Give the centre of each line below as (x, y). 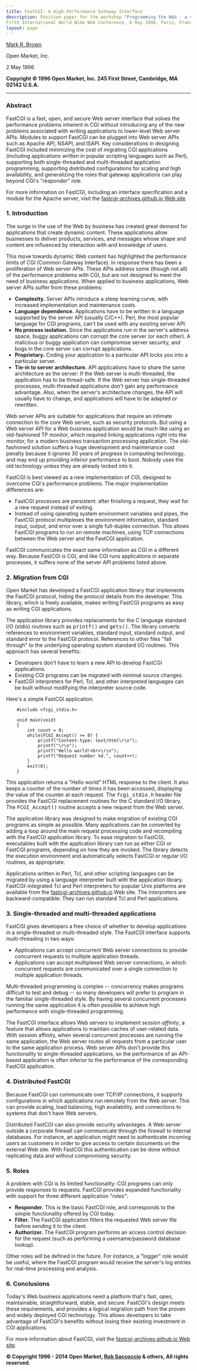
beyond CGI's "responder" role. (44, 181)
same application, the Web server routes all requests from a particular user (96, 1041)
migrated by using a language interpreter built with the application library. (95, 880)
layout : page (22, 28)
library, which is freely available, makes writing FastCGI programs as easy (95, 603)
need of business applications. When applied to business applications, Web (97, 281)
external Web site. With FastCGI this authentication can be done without (93, 1149)
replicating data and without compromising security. (69, 1155)
